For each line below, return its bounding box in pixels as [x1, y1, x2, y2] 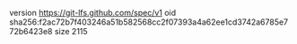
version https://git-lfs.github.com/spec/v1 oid [9, 8, 177, 18]
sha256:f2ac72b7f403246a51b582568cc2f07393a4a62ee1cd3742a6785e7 [9, 17, 289, 27]
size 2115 [54, 26, 88, 36]
